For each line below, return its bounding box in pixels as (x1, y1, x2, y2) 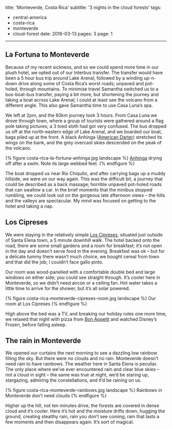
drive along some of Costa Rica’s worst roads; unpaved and (18, 80, 144, 86)
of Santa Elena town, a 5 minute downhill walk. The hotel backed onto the (5, 237, 160, 243)
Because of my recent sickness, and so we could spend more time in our (5, 64, 159, 70)
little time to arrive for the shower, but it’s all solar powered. (5, 285, 131, 291)
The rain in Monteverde (5, 336, 81, 345)
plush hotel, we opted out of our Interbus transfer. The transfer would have (5, 69, 163, 76)
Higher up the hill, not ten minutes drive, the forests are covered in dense (5, 403, 160, 409)
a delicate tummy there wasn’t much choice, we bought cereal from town (5, 253, 160, 259)
